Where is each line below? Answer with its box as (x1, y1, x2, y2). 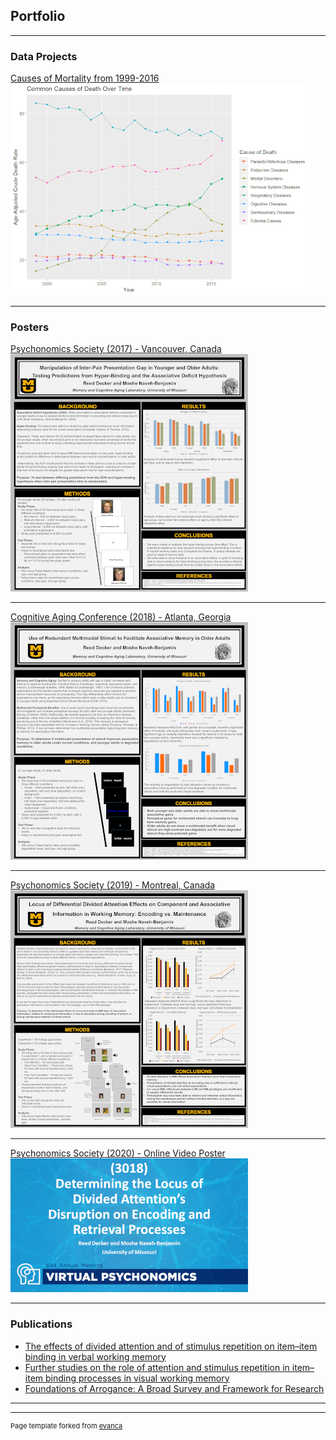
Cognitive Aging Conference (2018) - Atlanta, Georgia (10, 611, 232, 623)
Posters (10, 320, 50, 334)
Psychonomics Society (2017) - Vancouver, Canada (10, 343, 222, 355)
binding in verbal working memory (24, 1350, 167, 1363)
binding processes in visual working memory (44, 1372, 230, 1384)
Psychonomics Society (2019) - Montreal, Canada (10, 879, 216, 891)
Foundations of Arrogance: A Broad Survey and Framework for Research (24, 1382, 325, 1394)
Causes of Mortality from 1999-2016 (10, 72, 160, 84)
